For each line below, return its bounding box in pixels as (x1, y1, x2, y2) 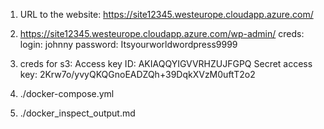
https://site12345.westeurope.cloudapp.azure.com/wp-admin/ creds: (19, 28, 305, 39)
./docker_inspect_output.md (19, 107, 136, 119)
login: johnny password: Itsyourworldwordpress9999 (19, 39, 238, 50)
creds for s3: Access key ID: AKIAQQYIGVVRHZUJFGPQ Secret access (19, 58, 313, 69)
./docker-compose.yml (19, 88, 115, 99)
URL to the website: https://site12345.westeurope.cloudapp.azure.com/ (19, 9, 314, 20)
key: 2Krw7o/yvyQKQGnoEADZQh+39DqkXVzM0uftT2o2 (19, 69, 256, 80)
